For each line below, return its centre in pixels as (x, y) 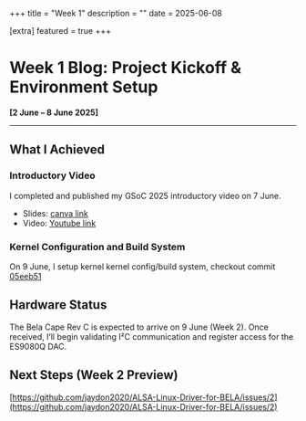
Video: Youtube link (59, 223)
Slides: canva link (56, 213)
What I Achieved (57, 150)
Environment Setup (84, 87)
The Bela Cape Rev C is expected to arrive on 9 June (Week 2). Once (139, 327)
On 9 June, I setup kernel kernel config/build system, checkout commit (143, 266)
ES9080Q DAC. (38, 346)
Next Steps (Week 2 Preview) (94, 375)
